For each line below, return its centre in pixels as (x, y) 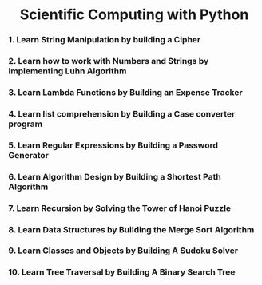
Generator (29, 155)
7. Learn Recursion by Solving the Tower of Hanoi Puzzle (120, 208)
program (25, 124)
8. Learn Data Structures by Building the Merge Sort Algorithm (131, 229)
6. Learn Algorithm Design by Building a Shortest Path (115, 176)
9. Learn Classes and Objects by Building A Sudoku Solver (123, 251)
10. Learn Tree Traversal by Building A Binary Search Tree (122, 272)
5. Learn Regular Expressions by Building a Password (113, 145)
